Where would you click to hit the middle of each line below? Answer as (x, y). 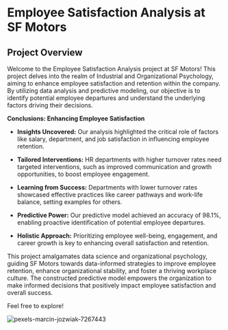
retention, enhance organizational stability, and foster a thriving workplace (112, 271)
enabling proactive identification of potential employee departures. (111, 223)
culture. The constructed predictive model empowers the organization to (110, 278)
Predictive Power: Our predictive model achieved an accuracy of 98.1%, (119, 215)
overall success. (30, 293)
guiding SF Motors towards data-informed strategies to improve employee (112, 264)
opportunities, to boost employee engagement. (83, 174)
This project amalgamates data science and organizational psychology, (107, 256)
